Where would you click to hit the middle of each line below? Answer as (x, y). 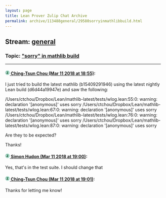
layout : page (19, 10)
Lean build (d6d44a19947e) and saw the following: (57, 90)
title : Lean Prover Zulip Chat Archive (46, 16)
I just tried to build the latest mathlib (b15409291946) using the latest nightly (83, 84)
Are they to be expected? (31, 135)
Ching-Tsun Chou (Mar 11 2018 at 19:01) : (53, 179)
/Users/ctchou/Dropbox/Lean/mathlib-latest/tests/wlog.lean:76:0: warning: (81, 115)
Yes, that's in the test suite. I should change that (54, 167)
